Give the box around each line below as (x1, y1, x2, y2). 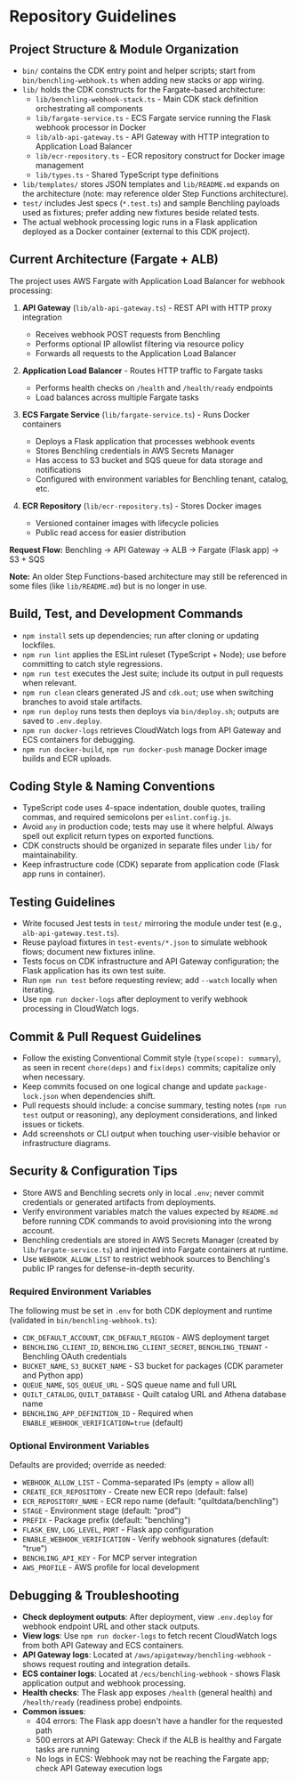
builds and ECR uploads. (21, 753, 113, 763)
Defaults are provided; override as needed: (9, 1460, 167, 1470)
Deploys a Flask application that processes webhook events (35, 435, 255, 446)
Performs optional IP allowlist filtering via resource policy (35, 338, 245, 349)
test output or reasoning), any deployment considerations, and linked (21, 1110, 277, 1120)
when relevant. (21, 677, 77, 688)
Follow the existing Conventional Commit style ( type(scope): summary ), (21, 1053, 282, 1063)
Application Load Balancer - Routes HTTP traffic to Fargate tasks (21, 365, 264, 376)
